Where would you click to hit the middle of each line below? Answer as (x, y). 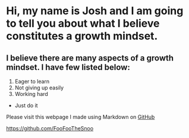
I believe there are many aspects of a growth (90, 58)
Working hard (31, 94)
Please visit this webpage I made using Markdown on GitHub (81, 117)
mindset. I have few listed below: (68, 67)
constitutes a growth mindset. (82, 36)
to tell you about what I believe (83, 23)
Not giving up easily (39, 88)
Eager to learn (32, 81)
